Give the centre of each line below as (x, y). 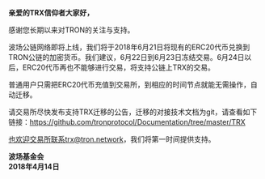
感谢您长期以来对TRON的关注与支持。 (72, 30)
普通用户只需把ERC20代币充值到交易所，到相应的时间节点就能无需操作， (130, 85)
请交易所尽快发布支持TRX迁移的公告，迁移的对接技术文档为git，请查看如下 (133, 112)
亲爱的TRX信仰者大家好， (51, 13)
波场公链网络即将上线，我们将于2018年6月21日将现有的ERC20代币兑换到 (129, 47)
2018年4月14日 (34, 166)
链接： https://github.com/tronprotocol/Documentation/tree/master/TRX (127, 122)
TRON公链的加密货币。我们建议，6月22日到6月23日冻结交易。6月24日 (126, 57)
